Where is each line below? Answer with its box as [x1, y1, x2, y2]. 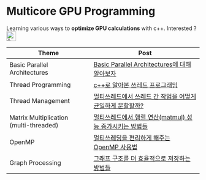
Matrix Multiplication [9, 113, 69, 122]
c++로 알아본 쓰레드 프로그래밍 [93, 81, 178, 89]
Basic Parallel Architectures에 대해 [93, 60, 191, 69]
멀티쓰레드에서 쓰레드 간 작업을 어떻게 [93, 92, 196, 100]
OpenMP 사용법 [93, 143, 138, 151]
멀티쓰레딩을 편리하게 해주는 [93, 133, 170, 142]
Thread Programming [9, 80, 71, 89]
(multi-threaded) [9, 121, 59, 129]
